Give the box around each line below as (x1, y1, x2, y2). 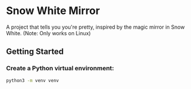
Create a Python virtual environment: (6, 64, 115, 73)
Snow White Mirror (6, 4, 100, 18)
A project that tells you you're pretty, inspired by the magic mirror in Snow (6, 23, 185, 30)
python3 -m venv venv (6, 77, 59, 83)
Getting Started (6, 47, 64, 57)
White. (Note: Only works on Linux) (6, 29, 91, 36)
